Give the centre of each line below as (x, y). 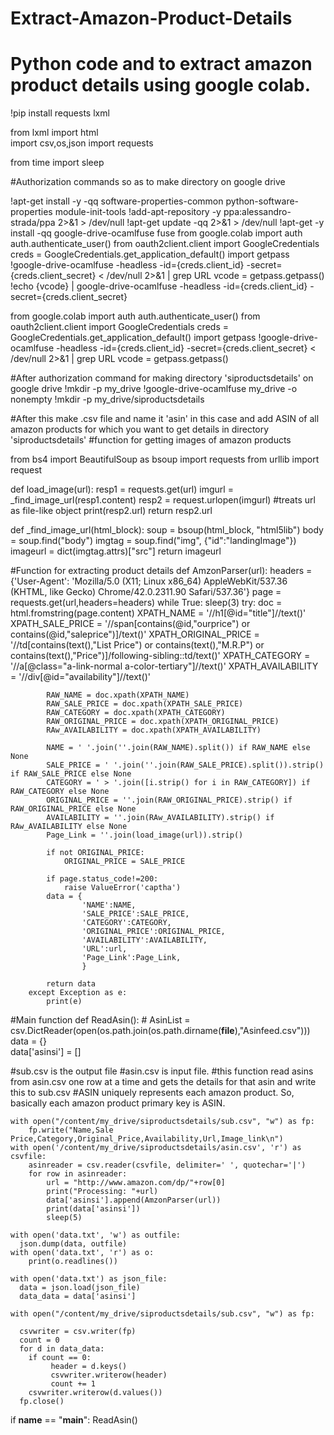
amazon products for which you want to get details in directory (140, 429)
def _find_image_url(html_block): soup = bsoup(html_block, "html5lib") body (167, 530)
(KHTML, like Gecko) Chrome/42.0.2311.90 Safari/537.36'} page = (146, 592)
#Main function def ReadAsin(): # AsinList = (100, 1020)
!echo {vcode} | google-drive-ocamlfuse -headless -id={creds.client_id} (159, 286)
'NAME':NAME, (109, 905)
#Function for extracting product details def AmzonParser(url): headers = (161, 571)
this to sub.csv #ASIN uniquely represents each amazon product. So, (152, 1093)
